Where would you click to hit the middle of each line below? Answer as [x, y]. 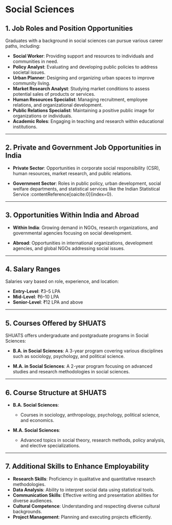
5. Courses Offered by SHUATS [56, 323]
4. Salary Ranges [33, 269]
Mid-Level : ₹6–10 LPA [36, 297]
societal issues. [29, 72]
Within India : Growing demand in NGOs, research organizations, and [85, 227]
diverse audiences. [33, 500]
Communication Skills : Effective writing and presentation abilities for [85, 495]
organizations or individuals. [42, 116]
